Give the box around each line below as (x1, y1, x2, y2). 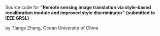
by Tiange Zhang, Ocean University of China (5, 25, 99, 31)
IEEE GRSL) (5, 15, 29, 21)
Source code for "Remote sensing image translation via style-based (5, 5, 151, 10)
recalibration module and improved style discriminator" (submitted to (5, 10, 155, 16)
